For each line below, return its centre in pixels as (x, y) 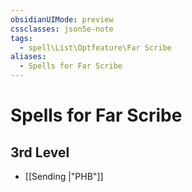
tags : (21, 38)
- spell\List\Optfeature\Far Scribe (95, 47)
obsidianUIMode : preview (62, 19)
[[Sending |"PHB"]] (64, 176)
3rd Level (40, 152)
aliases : (28, 57)
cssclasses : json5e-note (62, 29)
